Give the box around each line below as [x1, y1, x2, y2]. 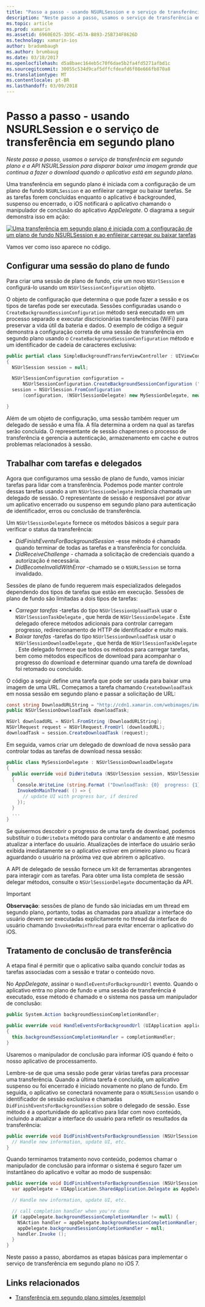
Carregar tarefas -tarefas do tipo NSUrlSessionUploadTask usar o [15, 607, 178, 614]
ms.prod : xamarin [6, 26, 51, 32]
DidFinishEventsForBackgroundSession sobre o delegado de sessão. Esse [6, 1101, 190, 1109]
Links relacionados [6, 1278, 81, 1288]
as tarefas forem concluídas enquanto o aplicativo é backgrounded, [6, 193, 176, 201]
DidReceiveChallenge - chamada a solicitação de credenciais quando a [15, 550, 195, 558]
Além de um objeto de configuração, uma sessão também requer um [6, 414, 179, 422]
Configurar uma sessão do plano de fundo [6, 261, 170, 271]
